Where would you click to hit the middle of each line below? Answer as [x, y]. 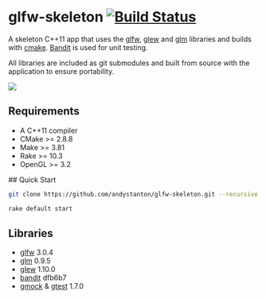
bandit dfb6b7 [43, 278]
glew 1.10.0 [37, 270]
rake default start [41, 208]
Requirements [44, 111]
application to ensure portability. [61, 71]
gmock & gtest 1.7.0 [51, 286]
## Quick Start [32, 180]
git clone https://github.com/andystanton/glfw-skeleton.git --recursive [133, 194]
